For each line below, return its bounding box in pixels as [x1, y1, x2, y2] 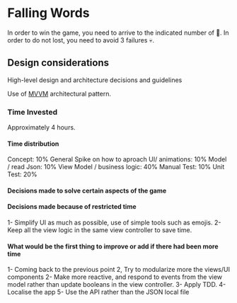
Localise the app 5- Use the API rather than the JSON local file [7, 288, 190, 297]
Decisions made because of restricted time [7, 202, 137, 211]
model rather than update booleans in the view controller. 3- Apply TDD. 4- [7, 280, 226, 289]
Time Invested [7, 107, 58, 117]
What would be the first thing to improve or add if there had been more [7, 242, 219, 251]
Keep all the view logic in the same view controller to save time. [7, 226, 192, 234]
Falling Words [7, 5, 90, 21]
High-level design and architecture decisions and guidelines [7, 76, 183, 84]
